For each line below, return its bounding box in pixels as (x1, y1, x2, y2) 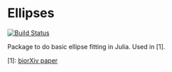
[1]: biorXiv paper (7, 56, 58, 65)
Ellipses (7, 5, 55, 21)
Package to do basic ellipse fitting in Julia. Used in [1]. (7, 42, 166, 51)
